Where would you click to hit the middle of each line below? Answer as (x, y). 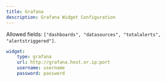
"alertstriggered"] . (31, 40)
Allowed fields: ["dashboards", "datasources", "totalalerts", (84, 34)
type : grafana (34, 57)
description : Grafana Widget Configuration (61, 17)
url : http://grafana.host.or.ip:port (64, 62)
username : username (41, 68)
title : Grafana (25, 12)
